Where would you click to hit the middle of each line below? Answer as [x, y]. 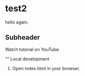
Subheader [23, 38]
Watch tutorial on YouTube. [33, 49]
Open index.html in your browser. [46, 68]
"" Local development [27, 59]
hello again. [17, 22]
